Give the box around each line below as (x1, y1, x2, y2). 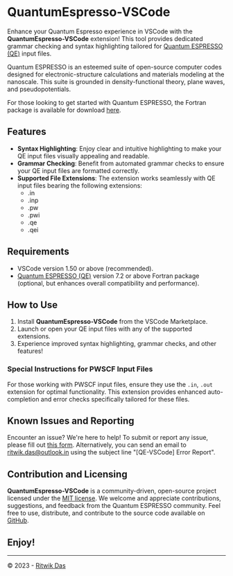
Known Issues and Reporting (7, 415, 135, 427)
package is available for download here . (7, 106, 121, 114)
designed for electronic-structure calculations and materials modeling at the (7, 70, 225, 79)
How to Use (7, 299, 58, 311)
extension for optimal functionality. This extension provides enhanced (7, 387, 207, 396)
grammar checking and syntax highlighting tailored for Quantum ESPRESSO (7, 42, 223, 50)
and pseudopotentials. (7, 85, 71, 93)
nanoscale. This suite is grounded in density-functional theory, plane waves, (7, 77, 225, 85)
